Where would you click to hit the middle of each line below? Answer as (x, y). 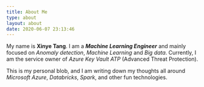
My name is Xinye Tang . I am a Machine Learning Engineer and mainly (96, 46)
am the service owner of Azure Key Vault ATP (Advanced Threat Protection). (102, 59)
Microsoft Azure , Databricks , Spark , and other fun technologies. (87, 77)
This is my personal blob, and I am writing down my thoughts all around (96, 71)
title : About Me (27, 12)
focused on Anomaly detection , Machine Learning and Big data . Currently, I (101, 53)
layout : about (24, 23)
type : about (21, 18)
